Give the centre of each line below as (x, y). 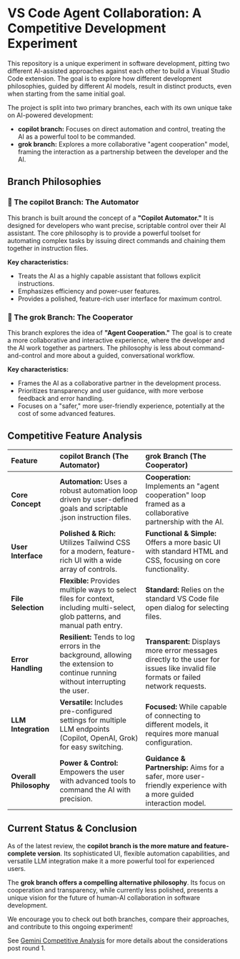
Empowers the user (92, 772)
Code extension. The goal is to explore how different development (105, 78)
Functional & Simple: (181, 533)
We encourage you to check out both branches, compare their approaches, (119, 919)
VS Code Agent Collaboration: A (105, 13)
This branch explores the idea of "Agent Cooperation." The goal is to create (120, 332)
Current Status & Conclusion (72, 829)
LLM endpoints (85, 729)
